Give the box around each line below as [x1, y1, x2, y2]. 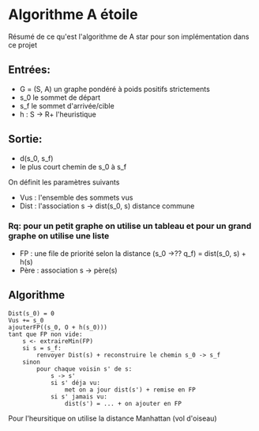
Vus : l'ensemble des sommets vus [19, 193, 133, 202]
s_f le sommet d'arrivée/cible [19, 101, 114, 110]
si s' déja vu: [50, 379, 101, 387]
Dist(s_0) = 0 [8, 309, 55, 318]
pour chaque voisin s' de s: [36, 364, 133, 373]
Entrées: [8, 63, 51, 77]
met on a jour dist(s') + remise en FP [64, 386, 196, 394]
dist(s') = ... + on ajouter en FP [64, 399, 182, 407]
